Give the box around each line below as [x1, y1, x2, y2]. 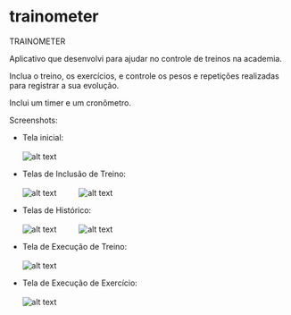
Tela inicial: [21, 132, 64, 142]
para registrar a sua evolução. [9, 80, 120, 90]
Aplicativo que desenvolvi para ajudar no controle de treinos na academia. [9, 53, 283, 64]
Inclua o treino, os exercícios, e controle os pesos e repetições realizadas [9, 70, 279, 81]
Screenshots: [9, 115, 58, 125]
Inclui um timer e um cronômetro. [9, 97, 132, 108]
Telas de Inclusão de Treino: [21, 168, 127, 179]
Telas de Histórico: [21, 204, 92, 216]
